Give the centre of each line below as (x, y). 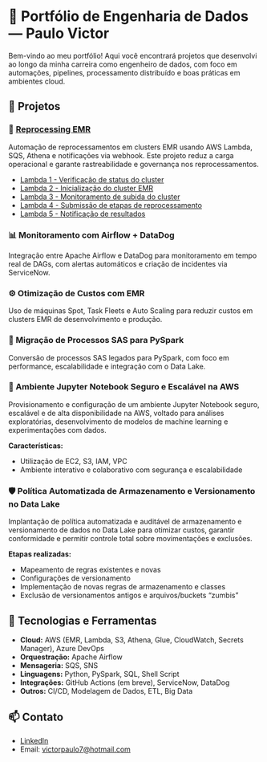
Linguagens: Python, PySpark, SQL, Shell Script (99, 674)
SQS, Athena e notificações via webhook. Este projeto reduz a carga (121, 155)
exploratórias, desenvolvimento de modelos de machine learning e (118, 422)
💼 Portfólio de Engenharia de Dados (128, 16)
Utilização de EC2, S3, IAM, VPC (73, 461)
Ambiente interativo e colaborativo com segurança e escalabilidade (131, 470)
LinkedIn (34, 740)
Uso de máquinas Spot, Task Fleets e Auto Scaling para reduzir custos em (131, 311)
